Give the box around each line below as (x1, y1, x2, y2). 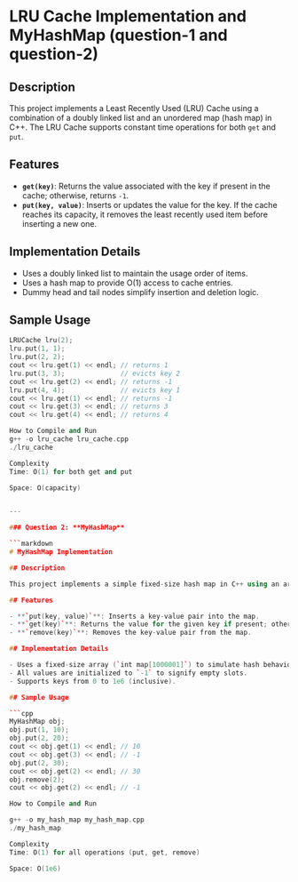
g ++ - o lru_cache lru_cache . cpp (9, 435, 129, 444)
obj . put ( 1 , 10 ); (9, 726, 69, 734)
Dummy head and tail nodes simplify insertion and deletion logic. (21, 286, 259, 297)
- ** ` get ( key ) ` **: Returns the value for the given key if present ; (9, 620, 268, 629)
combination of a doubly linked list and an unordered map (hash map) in (9, 113, 272, 123)
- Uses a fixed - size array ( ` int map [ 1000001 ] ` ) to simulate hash (9, 661, 260, 670)
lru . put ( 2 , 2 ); (9, 353, 66, 362)
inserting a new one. (21, 218, 98, 229)
